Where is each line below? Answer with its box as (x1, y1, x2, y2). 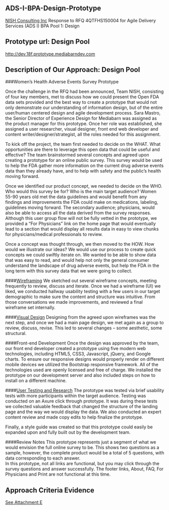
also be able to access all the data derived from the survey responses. (5, 210, 151, 216)
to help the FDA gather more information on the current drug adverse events (5, 162, 164, 168)
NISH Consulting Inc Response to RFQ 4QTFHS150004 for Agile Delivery (5, 17, 156, 23)
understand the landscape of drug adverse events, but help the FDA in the (5, 262, 160, 269)
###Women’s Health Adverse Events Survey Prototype (5, 79, 119, 85)
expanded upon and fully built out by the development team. (5, 429, 131, 435)
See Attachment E (5, 499, 43, 505)
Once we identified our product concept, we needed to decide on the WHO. (5, 183, 162, 189)
